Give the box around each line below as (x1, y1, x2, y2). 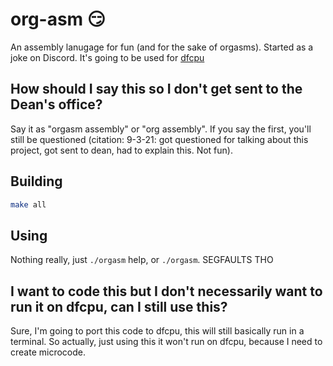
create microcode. (10, 346, 86, 358)
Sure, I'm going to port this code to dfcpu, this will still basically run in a (10, 325, 305, 337)
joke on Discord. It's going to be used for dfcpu (10, 51, 205, 63)
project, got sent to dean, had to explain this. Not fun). (10, 144, 233, 156)
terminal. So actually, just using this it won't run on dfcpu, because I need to (10, 336, 323, 348)
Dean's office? (10, 96, 103, 113)
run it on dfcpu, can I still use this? (10, 298, 228, 315)
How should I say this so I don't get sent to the (10, 81, 303, 98)
